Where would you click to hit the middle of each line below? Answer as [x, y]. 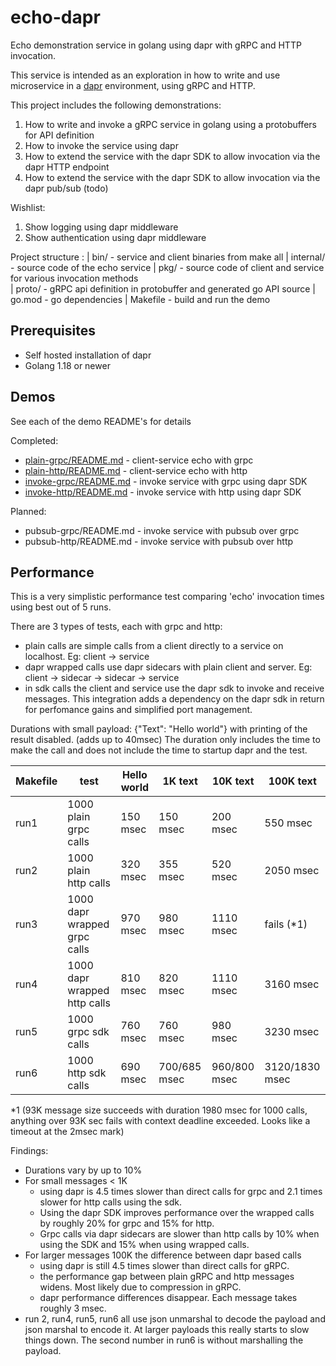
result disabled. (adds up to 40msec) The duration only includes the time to [165, 740]
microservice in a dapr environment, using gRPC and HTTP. [133, 85]
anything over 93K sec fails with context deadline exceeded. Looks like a [160, 1121]
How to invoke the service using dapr [101, 145]
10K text [233, 781]
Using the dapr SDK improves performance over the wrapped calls [177, 1213]
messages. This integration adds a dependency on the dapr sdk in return [174, 699]
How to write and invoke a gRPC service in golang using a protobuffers [170, 124]
